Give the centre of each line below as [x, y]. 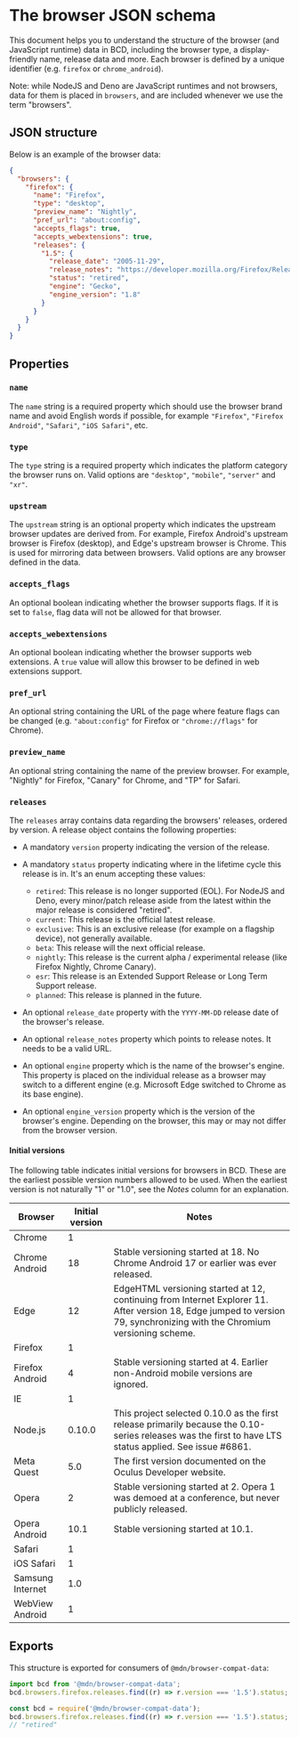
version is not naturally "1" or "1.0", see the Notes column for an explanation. [149, 1189]
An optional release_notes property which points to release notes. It [146, 1039]
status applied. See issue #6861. [182, 1447]
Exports [32, 1647]
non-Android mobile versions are [183, 1374]
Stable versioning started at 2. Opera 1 [194, 1487]
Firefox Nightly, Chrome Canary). [96, 966]
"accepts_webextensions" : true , [93, 237]
